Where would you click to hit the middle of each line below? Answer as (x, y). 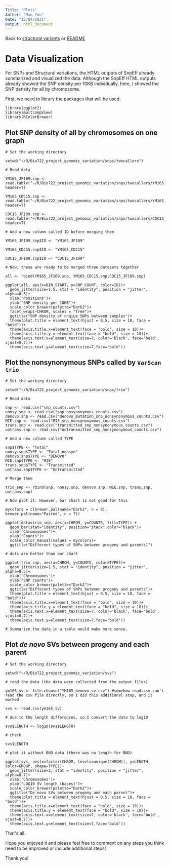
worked (12, 699)
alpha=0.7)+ (18, 775)
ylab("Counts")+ (27, 536)
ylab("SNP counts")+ (31, 580)
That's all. (15, 833)
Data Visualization (45, 59)
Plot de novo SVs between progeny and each (77, 644)
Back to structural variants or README (45, 38)
